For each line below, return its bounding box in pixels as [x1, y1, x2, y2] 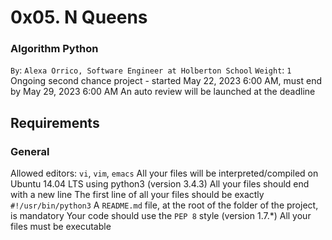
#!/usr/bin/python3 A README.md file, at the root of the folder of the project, [10, 199, 319, 211]
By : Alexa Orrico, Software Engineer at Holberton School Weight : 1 [10, 64, 292, 76]
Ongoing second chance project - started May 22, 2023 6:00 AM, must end [10, 75, 323, 87]
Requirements [10, 114, 100, 131]
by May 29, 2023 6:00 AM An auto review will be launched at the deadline [10, 86, 316, 98]
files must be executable [10, 221, 112, 233]
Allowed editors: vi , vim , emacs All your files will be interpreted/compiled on [10, 167, 319, 180]
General [10, 144, 50, 158]
